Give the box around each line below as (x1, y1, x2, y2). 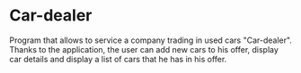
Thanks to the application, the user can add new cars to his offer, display (9, 44, 279, 54)
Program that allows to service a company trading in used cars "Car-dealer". (9, 35, 292, 45)
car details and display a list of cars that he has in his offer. (9, 53, 227, 64)
